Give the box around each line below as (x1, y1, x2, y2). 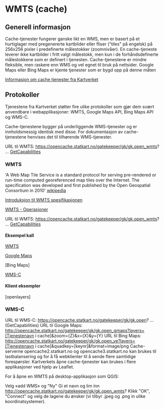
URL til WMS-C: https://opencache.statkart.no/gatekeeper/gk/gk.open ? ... (5, 317, 154, 323)
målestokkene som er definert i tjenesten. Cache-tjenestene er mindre (5, 57, 147, 62)
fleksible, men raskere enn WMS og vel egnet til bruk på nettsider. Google (5, 62, 154, 68)
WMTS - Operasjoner (5, 206, 48, 212)
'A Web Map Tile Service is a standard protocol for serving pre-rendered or (5, 172, 157, 178)
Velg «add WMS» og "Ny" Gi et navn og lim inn (5, 383, 100, 388)
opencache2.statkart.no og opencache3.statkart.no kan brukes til (24, 348, 157, 354)
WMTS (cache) (5, 3, 68, 15)
